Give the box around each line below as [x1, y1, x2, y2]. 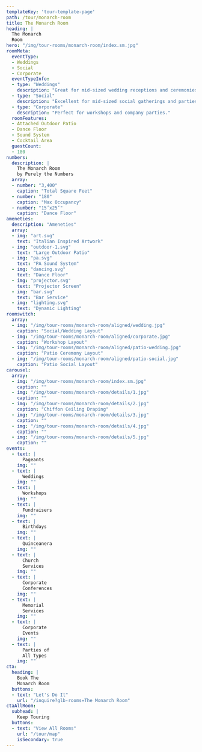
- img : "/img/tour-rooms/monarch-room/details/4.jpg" [11, 423, 149, 429]
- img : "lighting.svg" [11, 300, 69, 306]
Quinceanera [22, 541, 52, 547]
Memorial [22, 602, 44, 608]
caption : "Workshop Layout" [17, 339, 87, 345]
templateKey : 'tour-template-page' [6, 8, 96, 15]
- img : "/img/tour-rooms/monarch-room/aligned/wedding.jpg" [11, 322, 165, 328]
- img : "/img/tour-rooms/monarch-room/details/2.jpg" [11, 401, 149, 407]
